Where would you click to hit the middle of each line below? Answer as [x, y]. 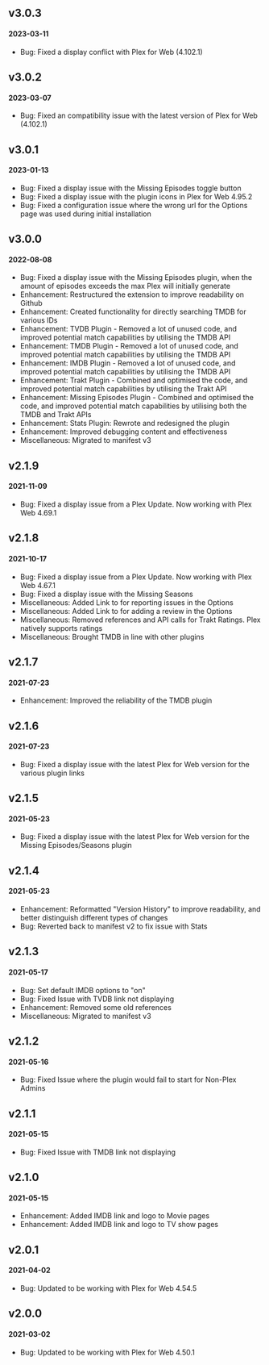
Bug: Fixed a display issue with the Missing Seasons [106, 594]
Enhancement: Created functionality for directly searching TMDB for [133, 312]
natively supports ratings [61, 628]
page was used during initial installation [85, 214]
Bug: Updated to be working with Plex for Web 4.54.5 [108, 1288]
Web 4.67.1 [38, 585]
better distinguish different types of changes [94, 917]
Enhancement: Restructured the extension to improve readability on [132, 294]
